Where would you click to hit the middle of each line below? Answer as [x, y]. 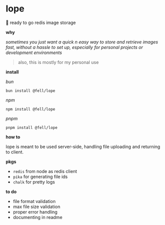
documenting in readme [38, 217]
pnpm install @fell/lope [32, 127]
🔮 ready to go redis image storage [41, 22]
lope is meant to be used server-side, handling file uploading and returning [83, 146]
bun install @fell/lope [31, 90]
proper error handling [35, 212]
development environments [34, 52]
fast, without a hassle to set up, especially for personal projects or [74, 47]
